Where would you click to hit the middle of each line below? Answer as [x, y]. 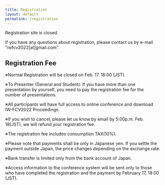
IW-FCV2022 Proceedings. [33, 110]
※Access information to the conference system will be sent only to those [79, 168]
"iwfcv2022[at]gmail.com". [33, 48]
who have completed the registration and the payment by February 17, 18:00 [82, 173]
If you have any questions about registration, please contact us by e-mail [79, 42]
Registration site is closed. [32, 33]
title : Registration [26, 10]
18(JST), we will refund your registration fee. [50, 124]
